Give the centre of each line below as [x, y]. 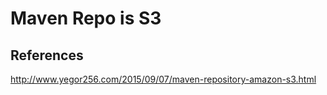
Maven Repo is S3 [86, 18]
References [47, 55]
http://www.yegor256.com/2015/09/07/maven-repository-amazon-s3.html [163, 79]
